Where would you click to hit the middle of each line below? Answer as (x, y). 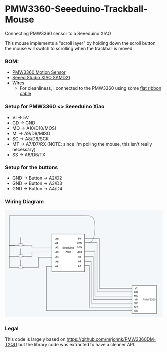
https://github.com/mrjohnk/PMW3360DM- (111, 339)
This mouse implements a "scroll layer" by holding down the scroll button (80, 43)
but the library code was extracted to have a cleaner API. (77, 344)
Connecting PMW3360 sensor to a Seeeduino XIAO (58, 33)
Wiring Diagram (24, 201)
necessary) (24, 149)
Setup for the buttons (32, 167)
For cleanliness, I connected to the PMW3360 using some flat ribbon (90, 88)
